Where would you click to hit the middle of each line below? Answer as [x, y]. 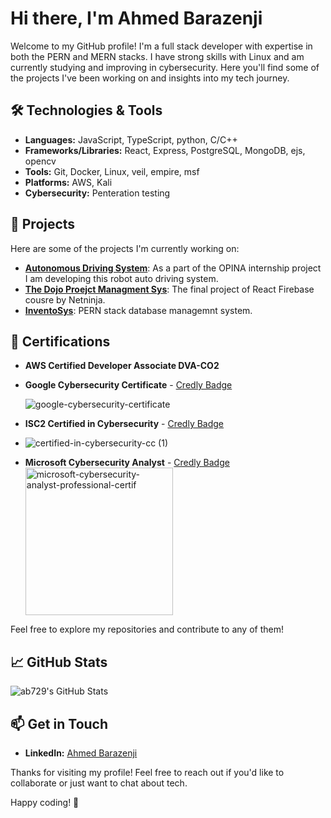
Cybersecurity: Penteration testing [97, 193]
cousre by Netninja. [65, 299]
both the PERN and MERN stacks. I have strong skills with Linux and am [157, 56]
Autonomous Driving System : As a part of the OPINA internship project [173, 268]
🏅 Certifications [60, 341]
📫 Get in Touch [59, 723]
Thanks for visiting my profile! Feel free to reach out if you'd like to [147, 772]
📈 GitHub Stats [59, 662]
